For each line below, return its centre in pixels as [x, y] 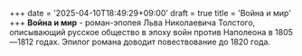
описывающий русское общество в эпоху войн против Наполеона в [141, 32]
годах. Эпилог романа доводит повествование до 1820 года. [153, 42]
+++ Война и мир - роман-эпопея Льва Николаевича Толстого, [132, 23]
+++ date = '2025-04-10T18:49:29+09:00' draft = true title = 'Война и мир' [151, 13]
